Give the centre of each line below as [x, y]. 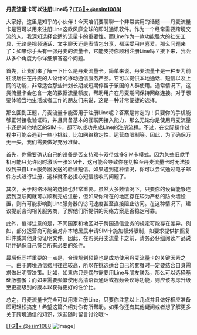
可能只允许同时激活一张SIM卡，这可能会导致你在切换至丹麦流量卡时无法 [98, 162]
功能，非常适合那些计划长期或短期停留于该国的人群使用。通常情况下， [101, 85]
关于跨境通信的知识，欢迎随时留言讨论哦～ [57, 314]
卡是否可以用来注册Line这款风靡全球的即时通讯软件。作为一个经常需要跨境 [96, 29]
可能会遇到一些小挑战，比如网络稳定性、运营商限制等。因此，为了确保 [101, 135]
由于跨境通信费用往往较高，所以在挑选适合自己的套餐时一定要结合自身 [101, 265]
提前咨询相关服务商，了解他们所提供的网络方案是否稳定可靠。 [85, 211]
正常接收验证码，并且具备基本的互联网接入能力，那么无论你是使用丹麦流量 [101, 120]
